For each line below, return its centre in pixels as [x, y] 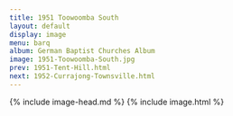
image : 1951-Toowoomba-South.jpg [72, 59]
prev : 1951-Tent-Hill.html [60, 68]
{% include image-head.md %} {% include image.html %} [116, 102]
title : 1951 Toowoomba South [64, 18]
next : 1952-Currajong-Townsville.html [82, 76]
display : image [38, 34]
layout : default [40, 26]
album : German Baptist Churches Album [82, 51]
